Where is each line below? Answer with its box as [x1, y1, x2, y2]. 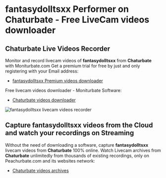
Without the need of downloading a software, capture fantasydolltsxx [5, 142, 149, 148]
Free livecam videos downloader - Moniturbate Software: [5, 88, 122, 93]
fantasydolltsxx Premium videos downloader [12, 78, 103, 84]
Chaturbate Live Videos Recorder [5, 44, 111, 53]
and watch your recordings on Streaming [5, 129, 134, 137]
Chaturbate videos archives [12, 168, 69, 174]
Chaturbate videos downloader [12, 97, 76, 103]
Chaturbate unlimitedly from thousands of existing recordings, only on [5, 153, 150, 159]
